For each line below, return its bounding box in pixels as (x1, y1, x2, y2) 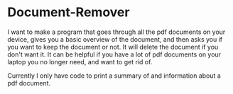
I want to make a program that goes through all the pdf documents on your (7, 28, 226, 36)
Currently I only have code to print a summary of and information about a (7, 71, 222, 80)
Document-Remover (7, 4, 130, 20)
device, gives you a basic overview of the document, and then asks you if (7, 35, 223, 43)
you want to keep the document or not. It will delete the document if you (7, 42, 219, 51)
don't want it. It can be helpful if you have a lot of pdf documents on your (7, 50, 222, 59)
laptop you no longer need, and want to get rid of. (7, 57, 153, 66)
